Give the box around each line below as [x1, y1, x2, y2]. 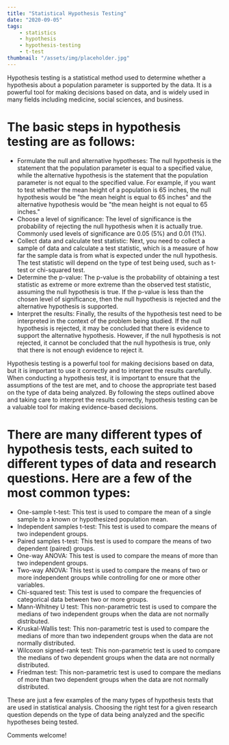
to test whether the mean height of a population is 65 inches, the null [16, 186, 211, 194]
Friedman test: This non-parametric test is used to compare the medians [16, 668, 221, 676]
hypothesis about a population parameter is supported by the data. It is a [7, 80, 212, 89]
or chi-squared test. [29, 265, 85, 274]
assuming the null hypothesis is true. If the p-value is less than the [16, 287, 204, 295]
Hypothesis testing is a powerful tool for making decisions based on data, [7, 359, 215, 367]
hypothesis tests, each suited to [7, 441, 193, 456]
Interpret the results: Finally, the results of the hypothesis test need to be [16, 309, 222, 317]
